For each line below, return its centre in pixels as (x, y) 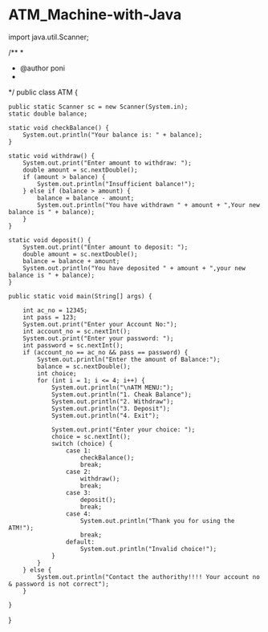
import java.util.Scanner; (49, 37)
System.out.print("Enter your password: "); (98, 338)
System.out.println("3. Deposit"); (111, 408)
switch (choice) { (82, 444)
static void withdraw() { (51, 156)
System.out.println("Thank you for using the (157, 521)
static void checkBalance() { (59, 128)
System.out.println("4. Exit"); (105, 415)
